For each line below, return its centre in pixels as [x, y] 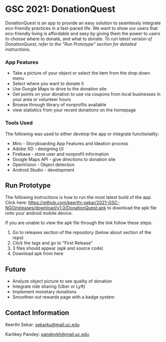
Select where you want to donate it [48, 84]
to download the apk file [132, 208]
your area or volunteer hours [41, 99]
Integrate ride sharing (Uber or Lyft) [49, 286]
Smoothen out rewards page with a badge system [63, 297]
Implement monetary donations [44, 292]
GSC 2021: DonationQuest [60, 9]
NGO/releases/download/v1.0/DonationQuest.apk [56, 208]
